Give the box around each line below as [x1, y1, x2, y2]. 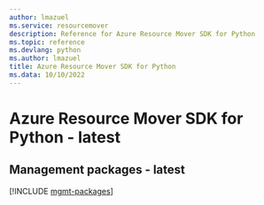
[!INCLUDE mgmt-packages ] [9, 186, 113, 196]
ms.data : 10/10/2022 [9, 71, 86, 80]
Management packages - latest [9, 163, 186, 178]
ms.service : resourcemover [9, 21, 109, 30]
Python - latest [9, 127, 121, 147]
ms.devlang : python [9, 46, 82, 55]
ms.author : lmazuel [9, 54, 82, 63]
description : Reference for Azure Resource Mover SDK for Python [9, 29, 255, 38]
